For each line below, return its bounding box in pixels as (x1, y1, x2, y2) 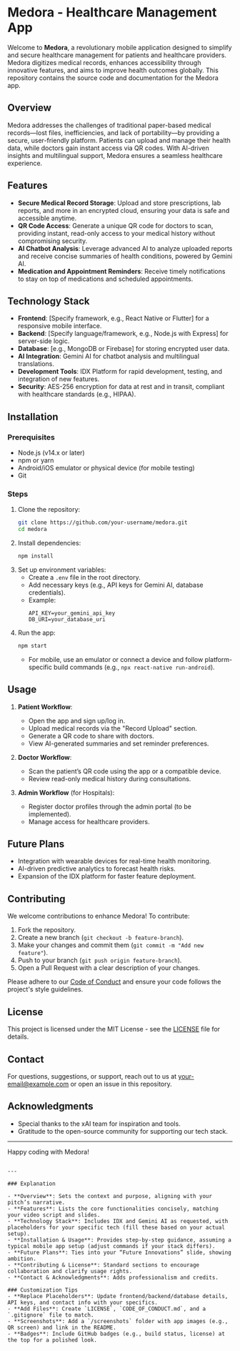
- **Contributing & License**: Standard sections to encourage (7, 1261, 200, 1269)
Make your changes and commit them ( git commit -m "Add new (17, 941, 204, 949)
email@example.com (7, 1079, 69, 1088)
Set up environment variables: (17, 565, 106, 574)
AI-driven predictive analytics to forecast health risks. (17, 864, 176, 873)
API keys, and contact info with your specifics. (7, 1299, 159, 1306)
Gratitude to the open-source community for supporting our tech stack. (17, 1127, 229, 1135)
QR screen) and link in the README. (7, 1324, 116, 1331)
